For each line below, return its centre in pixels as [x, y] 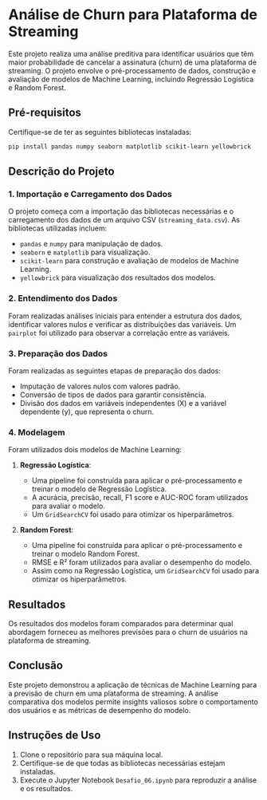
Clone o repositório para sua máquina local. [91, 755]
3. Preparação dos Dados [58, 353]
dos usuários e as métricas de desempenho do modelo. [100, 710]
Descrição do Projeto [61, 172]
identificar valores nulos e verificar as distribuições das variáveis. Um [122, 324]
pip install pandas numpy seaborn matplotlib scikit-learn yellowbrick [130, 146]
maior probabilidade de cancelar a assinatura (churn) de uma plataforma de [133, 62]
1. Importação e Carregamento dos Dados [90, 194]
